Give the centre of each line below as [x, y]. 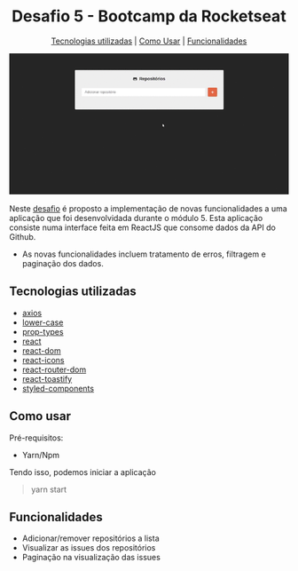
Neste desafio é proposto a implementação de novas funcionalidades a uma [149, 209]
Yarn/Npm [41, 455]
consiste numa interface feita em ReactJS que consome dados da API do [143, 227]
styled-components [58, 388]
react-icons [43, 360]
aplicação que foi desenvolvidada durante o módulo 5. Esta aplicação [136, 218]
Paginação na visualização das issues [91, 558]
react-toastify [47, 378]
